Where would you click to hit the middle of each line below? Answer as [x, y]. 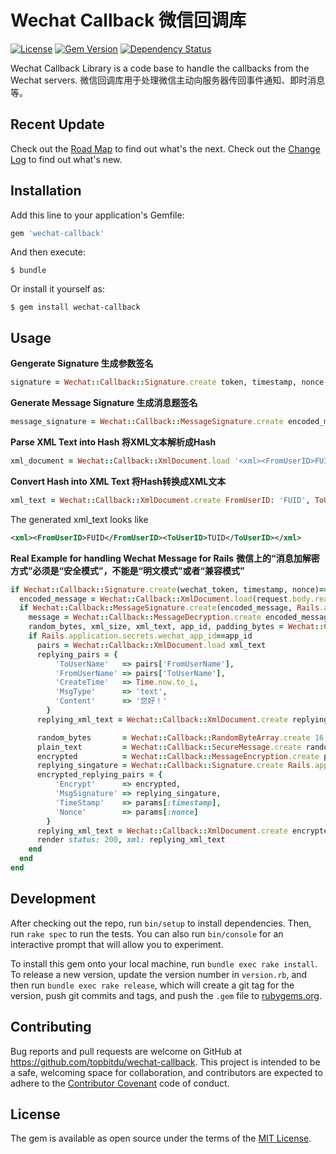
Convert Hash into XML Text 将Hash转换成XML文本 [118, 481]
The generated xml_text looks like [79, 519]
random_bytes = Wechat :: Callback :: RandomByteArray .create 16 [180, 737]
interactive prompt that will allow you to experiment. [117, 944]
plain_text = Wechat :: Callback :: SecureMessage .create [169, 747]
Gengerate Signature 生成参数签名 [82, 363]
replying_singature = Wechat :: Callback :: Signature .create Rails [173, 766]
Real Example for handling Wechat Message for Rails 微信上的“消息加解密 [165, 558]
